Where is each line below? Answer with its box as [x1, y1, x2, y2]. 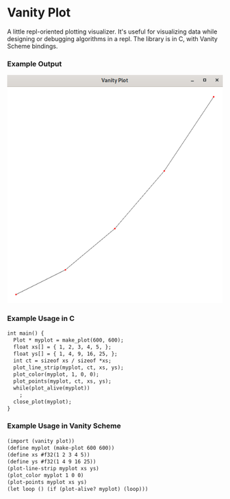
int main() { [7, 330, 44, 337]
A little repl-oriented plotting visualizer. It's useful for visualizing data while [7, 27, 218, 36]
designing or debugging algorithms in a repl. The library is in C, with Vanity [7, 34, 218, 42]
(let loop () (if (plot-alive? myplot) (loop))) [7, 485, 149, 492]
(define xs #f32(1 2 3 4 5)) [7, 451, 90, 458]
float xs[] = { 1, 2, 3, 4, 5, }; [13, 344, 112, 350]
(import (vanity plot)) [7, 437, 75, 444]
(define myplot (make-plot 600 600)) [7, 444, 115, 451]
